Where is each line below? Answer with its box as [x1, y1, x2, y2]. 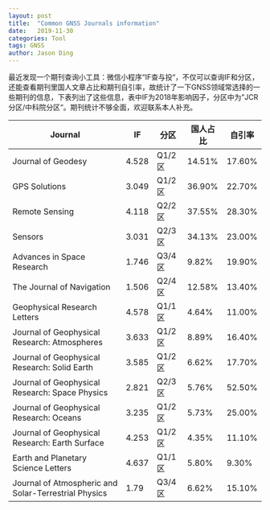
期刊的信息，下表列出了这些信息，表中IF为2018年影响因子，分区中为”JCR [14, 93, 259, 101]
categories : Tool [8, 34, 67, 43]
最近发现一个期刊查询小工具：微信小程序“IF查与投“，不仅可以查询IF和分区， [8, 72, 260, 81]
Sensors [12, 231, 44, 242]
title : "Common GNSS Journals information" [8, 19, 160, 27]
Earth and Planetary [12, 452, 87, 463]
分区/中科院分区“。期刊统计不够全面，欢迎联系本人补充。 [8, 102, 198, 112]
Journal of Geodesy [12, 156, 88, 167]
